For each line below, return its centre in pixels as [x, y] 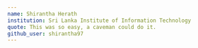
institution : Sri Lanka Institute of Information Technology [99, 20]
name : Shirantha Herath [42, 14]
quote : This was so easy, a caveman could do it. [82, 27]
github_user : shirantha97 [45, 34]
